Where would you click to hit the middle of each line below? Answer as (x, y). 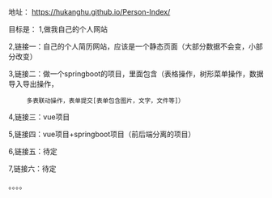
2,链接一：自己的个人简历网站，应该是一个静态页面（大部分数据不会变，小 (132, 46)
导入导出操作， (33, 84)
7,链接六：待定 (32, 168)
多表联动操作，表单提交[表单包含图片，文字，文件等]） (105, 101)
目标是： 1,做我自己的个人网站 (58, 29)
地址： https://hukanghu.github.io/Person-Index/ (89, 12)
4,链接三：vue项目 (39, 117)
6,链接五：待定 (33, 151)
